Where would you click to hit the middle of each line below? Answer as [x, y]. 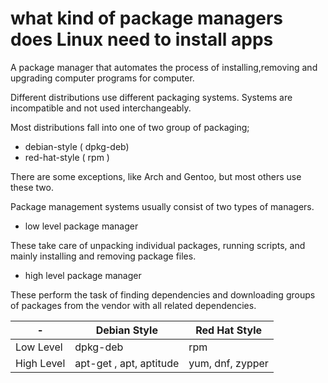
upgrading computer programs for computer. [102, 78]
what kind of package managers [146, 18]
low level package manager [81, 226]
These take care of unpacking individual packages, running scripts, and [158, 245]
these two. [32, 187]
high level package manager [83, 275]
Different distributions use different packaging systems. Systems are [151, 97]
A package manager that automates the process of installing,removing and [164, 67]
